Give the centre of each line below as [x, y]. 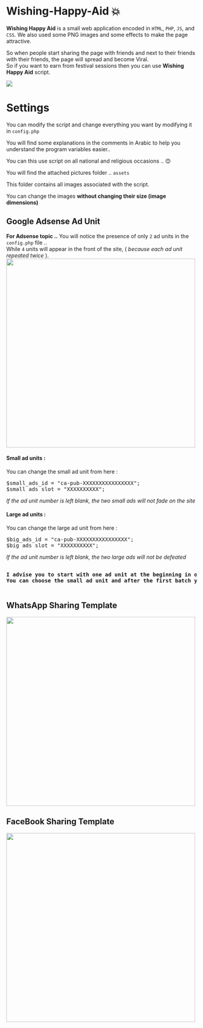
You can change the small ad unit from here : [62, 471]
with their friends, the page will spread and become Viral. [78, 59]
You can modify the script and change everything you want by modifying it [99, 125]
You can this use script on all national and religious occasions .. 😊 [89, 161]
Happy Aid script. [28, 72]
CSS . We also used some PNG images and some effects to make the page [97, 34]
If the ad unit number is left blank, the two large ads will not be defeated [96, 557]
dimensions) [22, 202]
